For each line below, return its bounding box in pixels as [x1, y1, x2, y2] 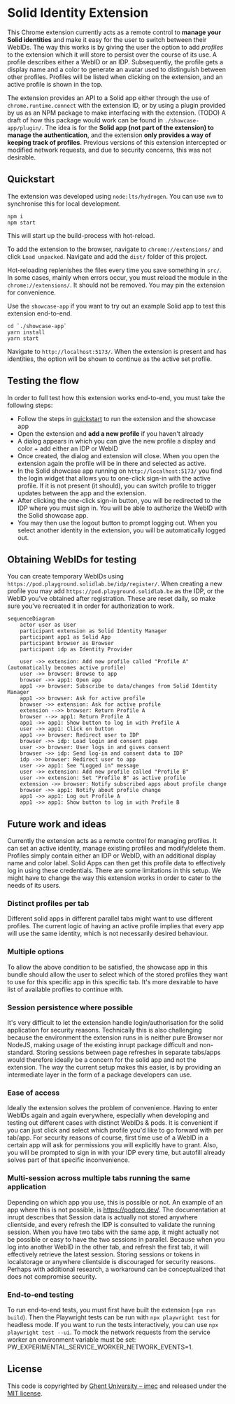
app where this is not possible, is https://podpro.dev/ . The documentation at [7, 1205, 226, 1214]
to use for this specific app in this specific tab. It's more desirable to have [7, 977, 219, 986]
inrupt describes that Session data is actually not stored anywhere [7, 1212, 198, 1221]
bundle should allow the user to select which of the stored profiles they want [7, 970, 228, 979]
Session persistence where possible [7, 1002, 134, 1012]
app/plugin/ [7, 125, 42, 132]
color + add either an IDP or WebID [17, 444, 119, 453]
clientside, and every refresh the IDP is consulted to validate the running [7, 1220, 215, 1228]
